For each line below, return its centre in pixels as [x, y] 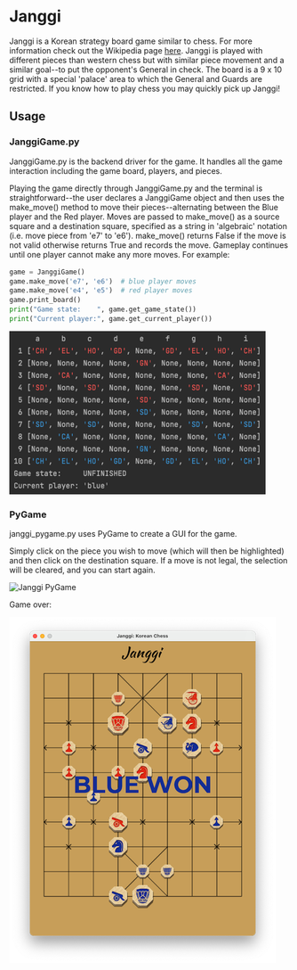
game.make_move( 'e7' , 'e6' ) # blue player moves [103, 281]
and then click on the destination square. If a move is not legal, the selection [148, 561]
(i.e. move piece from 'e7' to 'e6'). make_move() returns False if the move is [148, 235]
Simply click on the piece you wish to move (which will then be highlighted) [147, 551]
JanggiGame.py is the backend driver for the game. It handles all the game [146, 161]
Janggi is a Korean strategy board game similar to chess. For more [131, 41]
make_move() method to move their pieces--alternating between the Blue [144, 207]
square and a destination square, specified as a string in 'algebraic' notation [148, 226]
